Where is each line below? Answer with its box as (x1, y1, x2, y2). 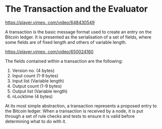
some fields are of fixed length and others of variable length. (5, 39, 127, 45)
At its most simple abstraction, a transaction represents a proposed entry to (5, 103, 157, 109)
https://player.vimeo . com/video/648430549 (5, 19, 95, 25)
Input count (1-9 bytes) (12, 73, 59, 78)
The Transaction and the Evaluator (5, 3, 148, 15)
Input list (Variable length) (12, 78, 64, 84)
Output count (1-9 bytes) (12, 83, 62, 89)
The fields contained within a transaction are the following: (5, 58, 123, 64)
